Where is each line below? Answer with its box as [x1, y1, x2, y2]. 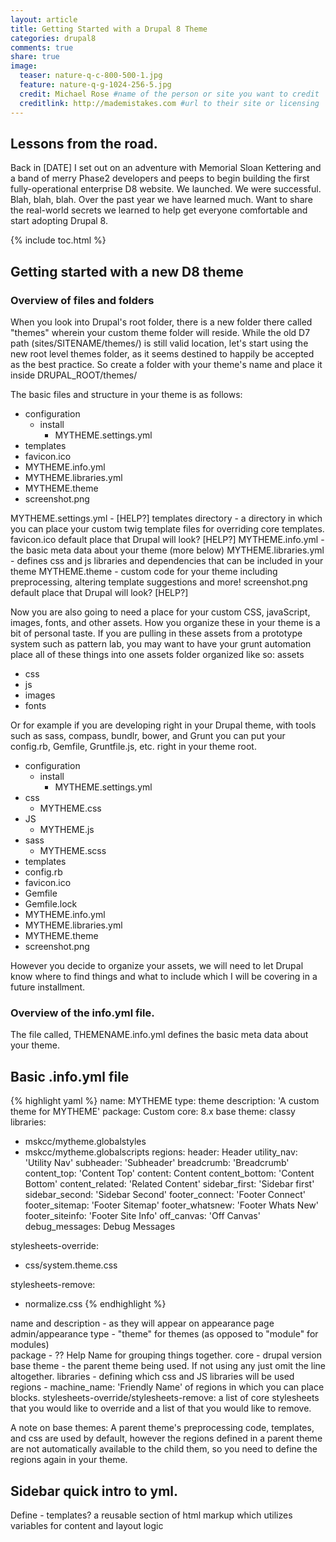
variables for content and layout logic [10, 1519, 164, 1531]
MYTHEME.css [39, 802, 102, 814]
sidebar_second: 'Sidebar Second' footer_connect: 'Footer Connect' [24, 1189, 306, 1201]
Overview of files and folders [10, 293, 155, 307]
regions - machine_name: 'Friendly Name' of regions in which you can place [10, 1381, 325, 1393]
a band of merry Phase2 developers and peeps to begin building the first [10, 172, 310, 185]
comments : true [10, 42, 74, 53]
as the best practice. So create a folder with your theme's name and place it [10, 359, 323, 370]
